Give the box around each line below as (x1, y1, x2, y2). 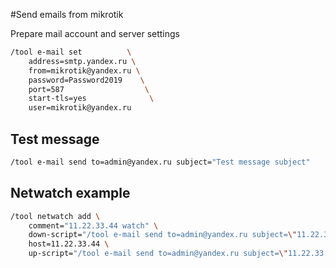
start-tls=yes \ (28, 94, 155, 104)
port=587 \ (28, 84, 150, 94)
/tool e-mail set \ (10, 47, 132, 57)
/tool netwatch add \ (10, 211, 101, 221)
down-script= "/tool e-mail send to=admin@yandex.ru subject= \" (28, 230, 298, 240)
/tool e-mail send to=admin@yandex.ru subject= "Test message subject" (10, 157, 311, 167)
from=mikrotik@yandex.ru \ (28, 65, 141, 76)
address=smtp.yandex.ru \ (28, 56, 137, 66)
